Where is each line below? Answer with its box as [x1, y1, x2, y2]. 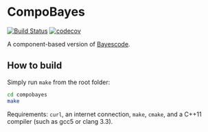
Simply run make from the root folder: [7, 78, 111, 86]
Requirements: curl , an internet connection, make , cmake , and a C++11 [7, 110, 202, 118]
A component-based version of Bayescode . [7, 40, 130, 48]
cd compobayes [7, 91, 48, 98]
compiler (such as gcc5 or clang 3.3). [7, 117, 113, 125]
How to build [7, 60, 62, 72]
